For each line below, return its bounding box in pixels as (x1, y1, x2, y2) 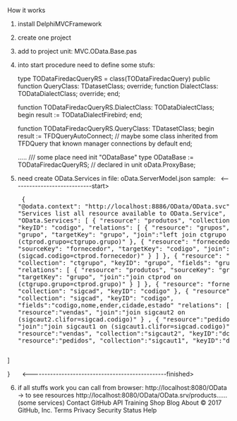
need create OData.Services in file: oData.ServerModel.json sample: (17, 174, 216, 182)
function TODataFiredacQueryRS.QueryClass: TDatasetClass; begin (17, 124, 214, 133)
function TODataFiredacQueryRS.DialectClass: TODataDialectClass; (17, 103, 215, 112)
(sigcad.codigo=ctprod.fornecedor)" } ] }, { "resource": (17, 252, 223, 260)
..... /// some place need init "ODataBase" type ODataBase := (17, 153, 194, 161)
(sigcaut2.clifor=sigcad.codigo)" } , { (17, 316, 160, 324)
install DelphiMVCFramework (17, 20, 102, 28)
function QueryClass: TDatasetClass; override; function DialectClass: (17, 82, 219, 90)
